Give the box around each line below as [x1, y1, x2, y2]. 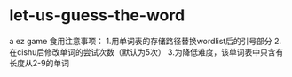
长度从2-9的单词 [9, 58, 69, 68]
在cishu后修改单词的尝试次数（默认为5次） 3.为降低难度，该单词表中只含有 [9, 46, 284, 58]
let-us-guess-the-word [9, 5, 185, 26]
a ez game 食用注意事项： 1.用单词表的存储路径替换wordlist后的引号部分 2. [9, 35, 282, 46]
